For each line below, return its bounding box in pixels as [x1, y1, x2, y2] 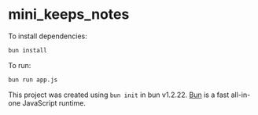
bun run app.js [8, 76, 58, 84]
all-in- [230, 90, 251, 99]
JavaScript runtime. [22, 98, 87, 107]
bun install [8, 46, 47, 54]
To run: [8, 60, 31, 70]
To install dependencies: [8, 31, 88, 41]
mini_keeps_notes [8, 5, 130, 23]
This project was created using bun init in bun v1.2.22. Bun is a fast [8, 90, 230, 99]
